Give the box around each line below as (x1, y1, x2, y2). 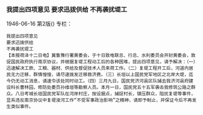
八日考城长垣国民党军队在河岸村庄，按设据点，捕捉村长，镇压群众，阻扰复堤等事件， (15, 91, 196, 97)
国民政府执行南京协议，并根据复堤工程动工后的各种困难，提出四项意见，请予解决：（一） (10, 59, 196, 65)
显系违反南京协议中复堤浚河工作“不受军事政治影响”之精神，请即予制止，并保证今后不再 (6, 98, 192, 104)
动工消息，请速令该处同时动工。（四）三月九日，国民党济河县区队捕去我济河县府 (19, 78, 189, 84)
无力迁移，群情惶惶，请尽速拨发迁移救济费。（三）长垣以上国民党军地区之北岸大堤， (10, 72, 189, 78)
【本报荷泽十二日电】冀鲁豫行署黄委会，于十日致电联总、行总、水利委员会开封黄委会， (6, 52, 191, 58)
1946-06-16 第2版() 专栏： (6, 20, 73, 28)
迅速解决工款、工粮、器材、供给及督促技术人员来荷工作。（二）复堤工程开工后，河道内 (6, 65, 189, 72)
